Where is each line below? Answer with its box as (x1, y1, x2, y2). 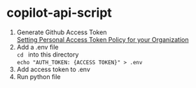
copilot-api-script (6, 5, 113, 21)
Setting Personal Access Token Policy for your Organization (16, 35, 189, 43)
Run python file (16, 72, 61, 81)
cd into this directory (16, 50, 79, 59)
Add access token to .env (16, 65, 90, 73)
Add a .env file (16, 43, 59, 51)
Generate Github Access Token (16, 28, 107, 36)
